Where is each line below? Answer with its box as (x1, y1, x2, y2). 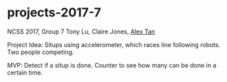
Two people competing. (7, 48, 74, 56)
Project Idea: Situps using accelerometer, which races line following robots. (7, 40, 221, 49)
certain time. (7, 68, 43, 77)
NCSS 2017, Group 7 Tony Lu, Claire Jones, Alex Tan (7, 27, 155, 36)
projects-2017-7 (7, 5, 101, 20)
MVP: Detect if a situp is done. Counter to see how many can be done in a (7, 61, 217, 69)
